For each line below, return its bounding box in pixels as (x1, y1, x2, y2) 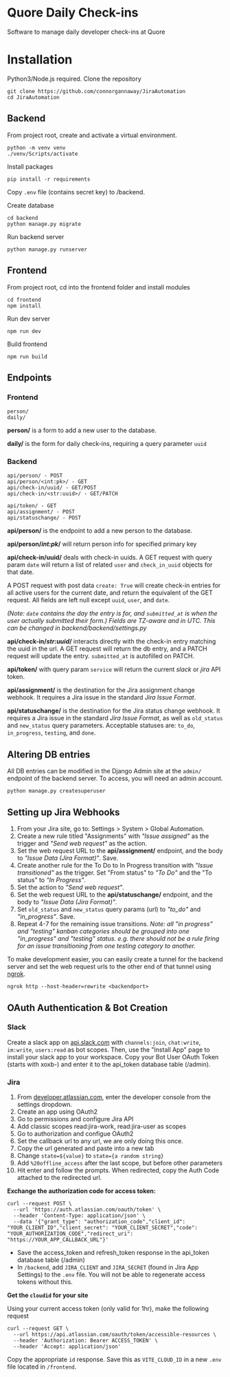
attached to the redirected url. (16, 1174, 102, 1182)
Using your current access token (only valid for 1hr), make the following (7, 1305, 209, 1313)
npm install (7, 302, 41, 309)
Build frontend (7, 340, 48, 348)
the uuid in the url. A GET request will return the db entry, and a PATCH (7, 644, 207, 653)
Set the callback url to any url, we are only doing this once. (16, 1137, 183, 1145)
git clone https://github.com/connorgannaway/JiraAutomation (7, 88, 186, 94)
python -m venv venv (7, 144, 67, 151)
